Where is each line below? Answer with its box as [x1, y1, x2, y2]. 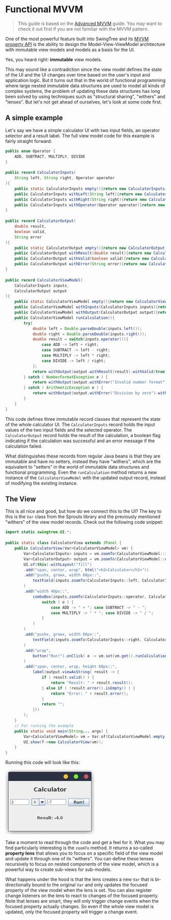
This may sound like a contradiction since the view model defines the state [5, 66, 162, 72]
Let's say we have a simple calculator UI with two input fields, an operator [5, 127, 160, 133]
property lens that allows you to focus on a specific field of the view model [5, 850, 163, 856]
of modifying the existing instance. [5, 480, 78, 486]
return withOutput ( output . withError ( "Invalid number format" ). [32, 380, 169, 385]
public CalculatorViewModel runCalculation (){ [14, 315, 115, 320]
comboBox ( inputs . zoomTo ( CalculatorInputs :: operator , [32, 594, 147, 599]
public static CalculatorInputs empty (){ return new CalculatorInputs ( [14, 186, 167, 191]
